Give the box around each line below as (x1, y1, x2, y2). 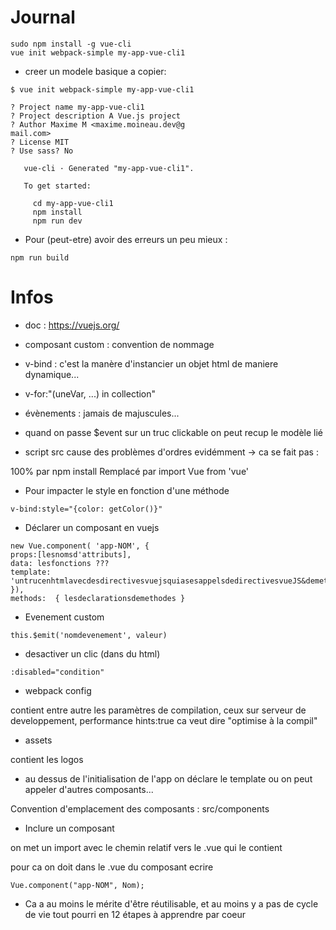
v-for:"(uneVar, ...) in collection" (24, 387, 157, 400)
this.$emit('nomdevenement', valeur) (10, 630, 168, 640)
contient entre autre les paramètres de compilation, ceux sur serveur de (10, 704, 307, 716)
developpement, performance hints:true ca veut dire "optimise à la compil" (10, 714, 318, 726)
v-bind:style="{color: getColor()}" (10, 504, 163, 514)
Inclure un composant (24, 822, 115, 834)
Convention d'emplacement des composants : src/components (10, 802, 270, 815)
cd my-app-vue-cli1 (32, 198, 114, 208)
